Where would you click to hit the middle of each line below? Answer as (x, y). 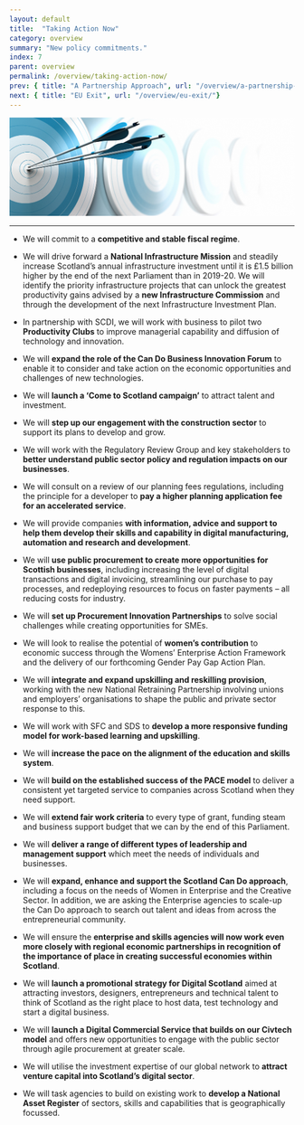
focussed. (41, 1113)
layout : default (40, 19)
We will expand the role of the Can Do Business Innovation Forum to (152, 359)
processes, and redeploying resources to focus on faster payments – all (156, 589)
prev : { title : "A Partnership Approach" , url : (101, 86)
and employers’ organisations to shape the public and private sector (149, 699)
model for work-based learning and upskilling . (111, 736)
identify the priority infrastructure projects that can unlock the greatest (154, 286)
